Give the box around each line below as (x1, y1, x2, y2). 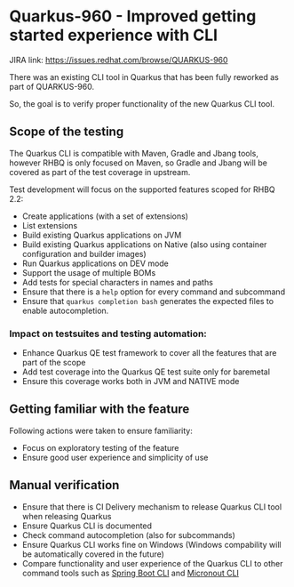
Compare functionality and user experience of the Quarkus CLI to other (21, 558, 283, 568)
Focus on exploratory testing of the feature (21, 442, 179, 453)
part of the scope (21, 358, 86, 368)
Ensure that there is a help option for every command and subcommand (21, 286, 286, 297)
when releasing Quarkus (21, 511, 112, 521)
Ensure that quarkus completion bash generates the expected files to (21, 295, 274, 306)
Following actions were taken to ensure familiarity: (9, 425, 193, 436)
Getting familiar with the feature (9, 402, 190, 417)
